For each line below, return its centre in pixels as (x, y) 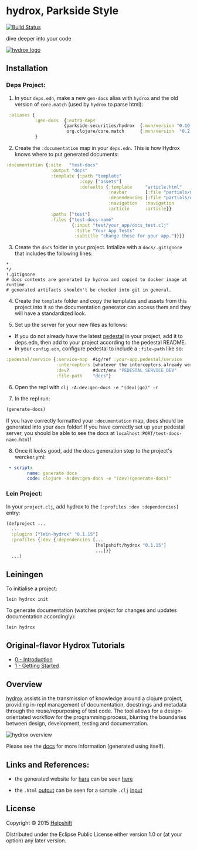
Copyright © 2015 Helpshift (39, 823)
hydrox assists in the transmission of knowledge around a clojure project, (94, 698)
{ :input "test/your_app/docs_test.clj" (120, 225)
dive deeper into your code (39, 38)
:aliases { (22, 115)
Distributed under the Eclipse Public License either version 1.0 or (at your (94, 834)
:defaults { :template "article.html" (131, 187)
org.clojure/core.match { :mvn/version (120, 131)
